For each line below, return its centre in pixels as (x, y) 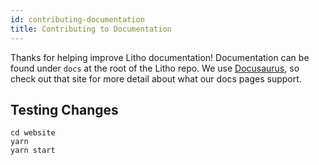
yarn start (33, 151)
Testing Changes (64, 109)
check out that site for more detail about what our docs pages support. (156, 78)
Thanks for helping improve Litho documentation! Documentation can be (160, 57)
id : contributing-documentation (77, 19)
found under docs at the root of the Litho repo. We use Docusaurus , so (155, 68)
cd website (33, 133)
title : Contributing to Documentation (91, 29)
